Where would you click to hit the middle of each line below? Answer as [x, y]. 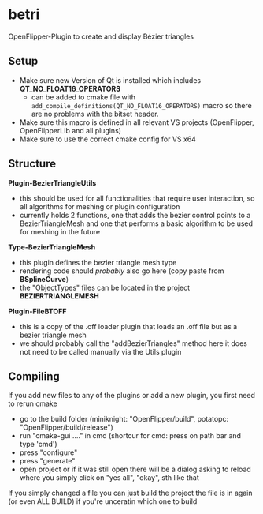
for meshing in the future [60, 231]
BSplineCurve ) [44, 279]
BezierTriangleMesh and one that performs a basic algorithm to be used [136, 223]
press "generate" [47, 461]
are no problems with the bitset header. [95, 114]
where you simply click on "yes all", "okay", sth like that [109, 478]
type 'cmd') [38, 445]
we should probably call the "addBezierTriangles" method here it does [133, 343]
